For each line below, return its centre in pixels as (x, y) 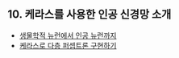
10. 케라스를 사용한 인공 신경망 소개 (89, 14)
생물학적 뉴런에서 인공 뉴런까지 (68, 35)
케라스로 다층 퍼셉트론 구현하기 (68, 45)
